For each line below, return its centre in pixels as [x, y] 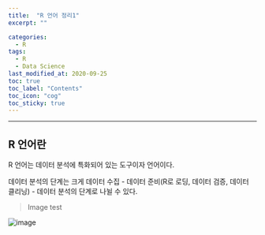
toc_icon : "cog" [35, 95]
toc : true [24, 81]
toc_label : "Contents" [45, 88]
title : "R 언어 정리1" [44, 15]
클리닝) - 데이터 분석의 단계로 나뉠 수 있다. [73, 192]
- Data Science [40, 67]
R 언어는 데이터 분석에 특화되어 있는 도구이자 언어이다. [91, 165]
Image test [45, 207]
